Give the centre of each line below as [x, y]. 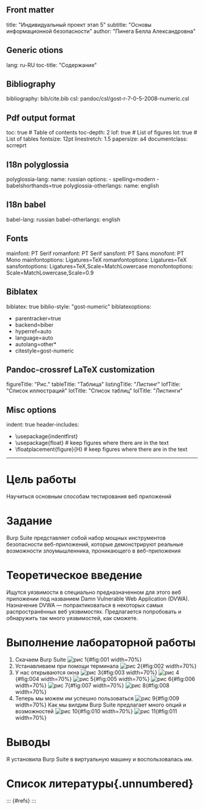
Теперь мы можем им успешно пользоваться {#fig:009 [97, 698]
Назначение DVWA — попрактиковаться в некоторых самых [85, 605]
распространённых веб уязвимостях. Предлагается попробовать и [94, 612]
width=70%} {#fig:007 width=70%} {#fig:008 [92, 685]
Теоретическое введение [74, 575]
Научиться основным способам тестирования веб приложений [89, 497]
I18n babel [26, 205]
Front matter [30, 10]
